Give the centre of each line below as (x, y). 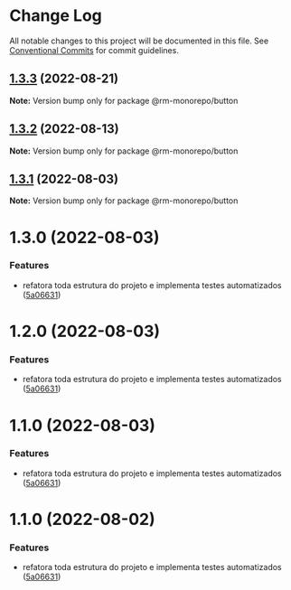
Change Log (56, 16)
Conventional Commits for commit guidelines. (94, 50)
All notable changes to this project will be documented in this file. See (139, 41)
